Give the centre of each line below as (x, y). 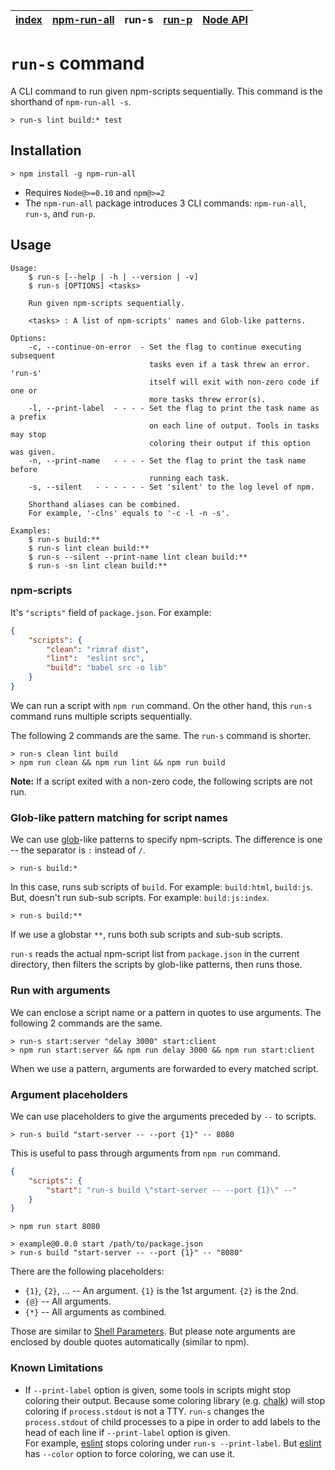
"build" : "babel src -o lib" (107, 668)
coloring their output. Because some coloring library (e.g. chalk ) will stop (174, 1400)
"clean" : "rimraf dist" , (98, 649)
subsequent (33, 355)
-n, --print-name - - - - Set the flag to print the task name (167, 460)
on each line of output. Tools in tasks (234, 425)
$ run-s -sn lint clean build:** (98, 565)
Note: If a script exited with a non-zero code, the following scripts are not (161, 781)
